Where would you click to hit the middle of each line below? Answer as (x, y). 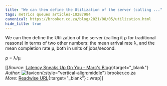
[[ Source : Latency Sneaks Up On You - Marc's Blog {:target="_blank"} (77, 68)
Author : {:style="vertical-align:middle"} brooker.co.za (71, 73)
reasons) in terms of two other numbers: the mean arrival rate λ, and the (80, 43)
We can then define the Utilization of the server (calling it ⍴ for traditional (80, 38)
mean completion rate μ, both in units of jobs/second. (61, 48)
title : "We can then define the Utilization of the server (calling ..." (84, 10)
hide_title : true (23, 24)
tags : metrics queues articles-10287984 (48, 14)
